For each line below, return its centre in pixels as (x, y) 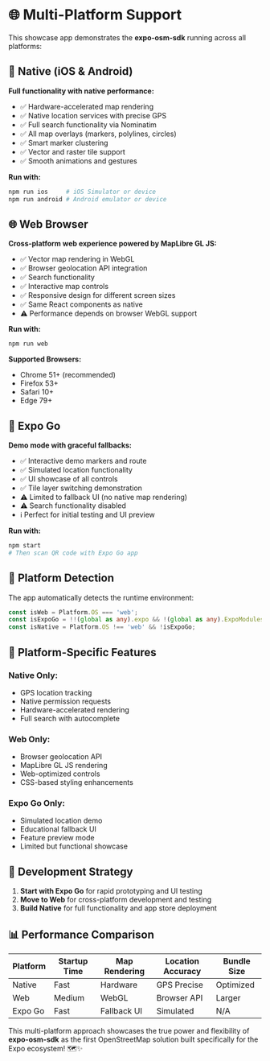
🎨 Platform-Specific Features (82, 652)
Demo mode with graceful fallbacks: (70, 445)
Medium (69, 998)
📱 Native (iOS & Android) (71, 71)
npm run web (28, 344)
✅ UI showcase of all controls (69, 479)
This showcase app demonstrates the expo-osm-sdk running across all (127, 37)
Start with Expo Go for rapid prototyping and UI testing (111, 891)
